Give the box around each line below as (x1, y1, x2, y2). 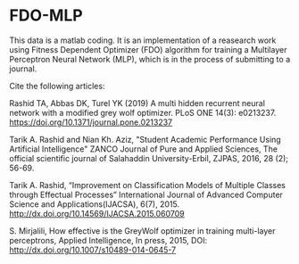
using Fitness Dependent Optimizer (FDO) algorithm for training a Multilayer (9, 44, 287, 54)
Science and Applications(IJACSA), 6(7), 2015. (9, 198, 180, 210)
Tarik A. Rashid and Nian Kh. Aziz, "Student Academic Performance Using (9, 134, 281, 144)
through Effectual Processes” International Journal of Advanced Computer (9, 189, 284, 200)
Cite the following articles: (9, 80, 105, 91)
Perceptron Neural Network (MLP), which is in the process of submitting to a (9, 54, 291, 64)
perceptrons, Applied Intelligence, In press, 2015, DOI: (9, 235, 208, 245)
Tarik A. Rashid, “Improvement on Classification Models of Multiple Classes (9, 179, 286, 190)
